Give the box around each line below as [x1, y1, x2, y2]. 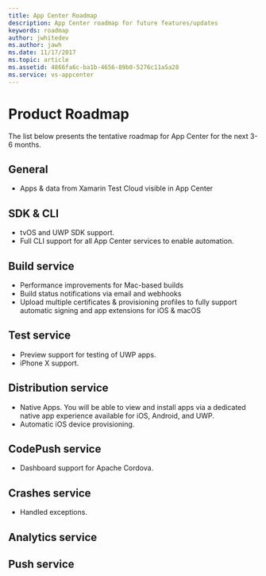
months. [14, 140, 41, 149]
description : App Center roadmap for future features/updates [8, 19, 218, 27]
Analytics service [8, 530, 98, 544]
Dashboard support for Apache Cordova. [19, 463, 154, 473]
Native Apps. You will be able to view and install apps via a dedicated [19, 402, 246, 412]
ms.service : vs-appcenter [8, 71, 94, 79]
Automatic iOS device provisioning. [19, 419, 135, 429]
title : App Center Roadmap [8, 11, 98, 20]
